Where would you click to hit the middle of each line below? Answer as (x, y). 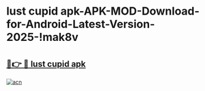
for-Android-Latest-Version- (81, 24)
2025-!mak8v (42, 37)
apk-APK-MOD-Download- (130, 11)
